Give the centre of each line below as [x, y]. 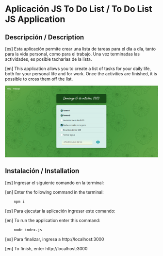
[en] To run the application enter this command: [53, 220]
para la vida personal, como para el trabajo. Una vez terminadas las [72, 54]
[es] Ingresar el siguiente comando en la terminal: [55, 183]
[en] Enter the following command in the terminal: [55, 192]
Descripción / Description [45, 37]
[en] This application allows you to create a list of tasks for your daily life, [78, 68]
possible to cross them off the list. [39, 79]
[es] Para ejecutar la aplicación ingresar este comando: [60, 211]
